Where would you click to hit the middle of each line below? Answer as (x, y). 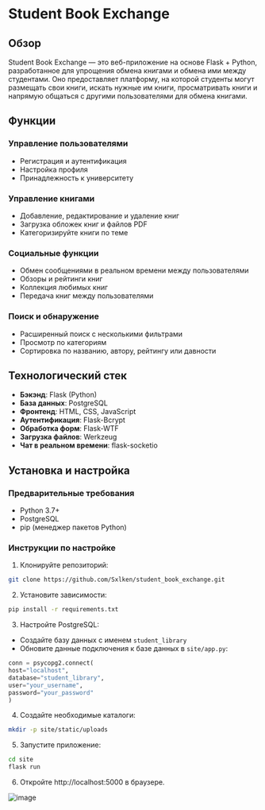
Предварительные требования (71, 493)
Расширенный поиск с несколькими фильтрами (101, 334)
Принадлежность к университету (76, 178)
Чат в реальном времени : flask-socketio (89, 445)
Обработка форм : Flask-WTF (69, 428)
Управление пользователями (68, 144)
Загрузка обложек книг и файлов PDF (84, 224)
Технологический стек (68, 376)
